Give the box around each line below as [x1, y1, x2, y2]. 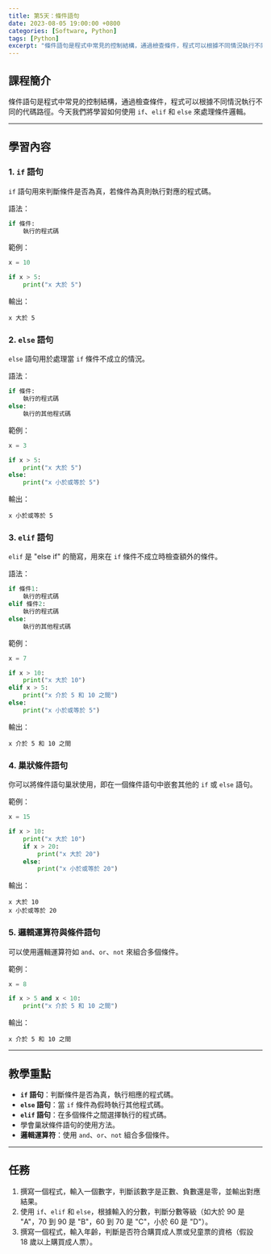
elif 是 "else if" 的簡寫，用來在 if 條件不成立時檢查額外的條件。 [8, 552, 223, 562]
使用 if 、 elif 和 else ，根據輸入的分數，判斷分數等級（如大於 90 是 [19, 1206, 245, 1216]
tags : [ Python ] [8, 34, 60, 43]
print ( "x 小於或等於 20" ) [37, 865, 119, 873]
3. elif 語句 [8, 532, 54, 543]
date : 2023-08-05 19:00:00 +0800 [8, 19, 121, 27]
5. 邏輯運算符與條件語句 [8, 927, 101, 938]
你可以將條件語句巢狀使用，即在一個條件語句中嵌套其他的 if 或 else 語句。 [8, 780, 257, 789]
